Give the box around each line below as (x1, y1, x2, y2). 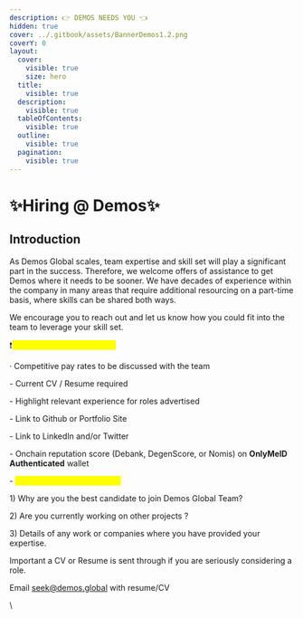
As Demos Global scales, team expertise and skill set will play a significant (9, 255, 287, 267)
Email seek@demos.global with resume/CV (9, 582, 170, 593)
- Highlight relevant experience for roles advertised (9, 395, 201, 406)
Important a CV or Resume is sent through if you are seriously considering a (9, 555, 292, 566)
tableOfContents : (17, 114, 83, 123)
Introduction (9, 232, 81, 247)
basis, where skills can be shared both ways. (9, 294, 176, 305)
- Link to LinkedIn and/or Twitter (9, 431, 129, 442)
